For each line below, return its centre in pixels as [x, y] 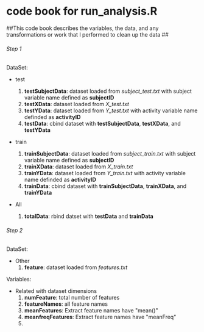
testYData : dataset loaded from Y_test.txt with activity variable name [111, 110]
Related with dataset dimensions [56, 291]
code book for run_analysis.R [82, 11]
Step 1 [14, 49]
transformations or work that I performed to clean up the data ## [88, 34]
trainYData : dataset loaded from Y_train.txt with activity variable [105, 173]
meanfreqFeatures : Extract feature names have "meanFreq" [100, 317]
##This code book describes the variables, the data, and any [83, 28]
